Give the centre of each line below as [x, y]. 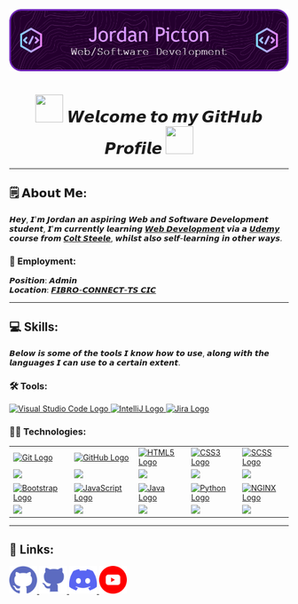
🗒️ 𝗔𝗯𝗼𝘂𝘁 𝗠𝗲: [48, 193]
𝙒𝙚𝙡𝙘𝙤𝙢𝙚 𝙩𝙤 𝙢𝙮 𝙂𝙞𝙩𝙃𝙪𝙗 [165, 117]
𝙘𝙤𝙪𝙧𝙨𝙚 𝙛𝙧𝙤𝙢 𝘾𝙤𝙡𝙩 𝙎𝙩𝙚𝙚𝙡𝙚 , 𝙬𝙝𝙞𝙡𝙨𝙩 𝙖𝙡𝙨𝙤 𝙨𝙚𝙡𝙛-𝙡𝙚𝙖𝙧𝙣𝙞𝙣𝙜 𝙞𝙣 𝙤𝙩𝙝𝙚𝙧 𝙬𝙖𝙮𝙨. [146, 238]
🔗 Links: [32, 549]
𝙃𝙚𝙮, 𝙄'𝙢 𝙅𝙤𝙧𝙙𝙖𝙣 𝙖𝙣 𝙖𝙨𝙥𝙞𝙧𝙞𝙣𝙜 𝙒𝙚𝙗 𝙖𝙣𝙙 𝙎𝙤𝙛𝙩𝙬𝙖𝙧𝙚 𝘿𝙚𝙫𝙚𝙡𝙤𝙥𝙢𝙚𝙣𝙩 [139, 219]
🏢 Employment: [43, 261]
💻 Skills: [34, 327]
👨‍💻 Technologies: [48, 432]
